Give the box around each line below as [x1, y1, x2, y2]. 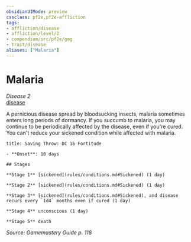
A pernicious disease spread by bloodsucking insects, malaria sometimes [6, 110, 185, 117]
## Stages [6, 161, 31, 167]
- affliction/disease [6, 25, 60, 31]
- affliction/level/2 [6, 31, 60, 37]
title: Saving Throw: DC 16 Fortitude [6, 141, 102, 147]
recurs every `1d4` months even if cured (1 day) [6, 198, 131, 203]
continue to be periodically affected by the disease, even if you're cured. [6, 123, 183, 130]
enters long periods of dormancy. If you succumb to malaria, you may [6, 116, 176, 123]
